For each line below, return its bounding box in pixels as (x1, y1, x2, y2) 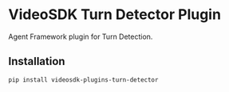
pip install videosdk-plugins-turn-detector (8, 75, 159, 84)
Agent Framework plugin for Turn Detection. (8, 32, 153, 41)
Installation (8, 55, 65, 68)
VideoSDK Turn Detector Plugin (8, 6, 222, 24)
